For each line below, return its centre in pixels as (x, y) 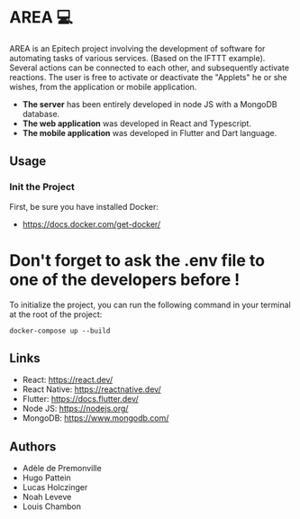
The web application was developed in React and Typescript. (137, 123)
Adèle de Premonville (62, 469)
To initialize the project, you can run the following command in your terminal (150, 305)
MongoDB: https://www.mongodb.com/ (95, 418)
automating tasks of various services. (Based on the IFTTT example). (137, 58)
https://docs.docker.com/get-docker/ (91, 224)
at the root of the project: (56, 314)
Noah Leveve (47, 497)
